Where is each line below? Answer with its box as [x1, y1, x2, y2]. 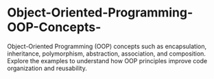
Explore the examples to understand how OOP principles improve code [7, 56, 208, 65]
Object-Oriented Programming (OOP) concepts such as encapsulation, [7, 42, 207, 50]
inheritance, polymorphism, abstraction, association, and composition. [7, 49, 206, 58]
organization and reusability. [7, 64, 87, 72]
